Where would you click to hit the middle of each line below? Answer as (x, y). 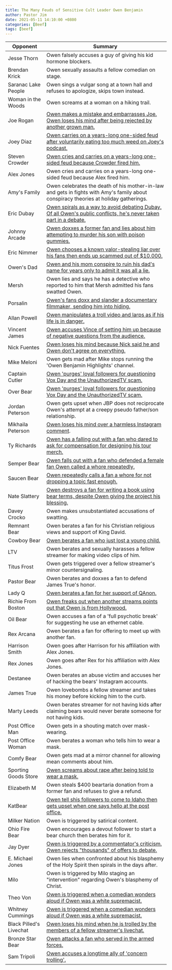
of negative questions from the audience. (96, 336)
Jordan (16, 407)
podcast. (57, 148)
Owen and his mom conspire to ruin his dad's (101, 264)
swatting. (57, 518)
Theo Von (20, 898)
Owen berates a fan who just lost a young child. (103, 541)
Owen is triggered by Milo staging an (90, 874)
